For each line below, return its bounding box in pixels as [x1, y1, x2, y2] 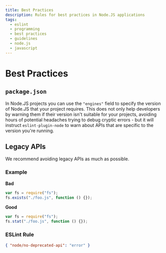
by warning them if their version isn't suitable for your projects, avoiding [5, 111, 157, 117]
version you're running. [5, 128, 55, 134]
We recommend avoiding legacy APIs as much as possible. [5, 156, 129, 162]
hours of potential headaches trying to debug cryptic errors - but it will [5, 116, 154, 123]
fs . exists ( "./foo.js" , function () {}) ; [5, 195, 93, 200]
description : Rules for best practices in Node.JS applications [5, 12, 145, 17]
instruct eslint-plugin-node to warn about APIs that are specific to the [5, 122, 154, 128]
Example [5, 168, 28, 176]
